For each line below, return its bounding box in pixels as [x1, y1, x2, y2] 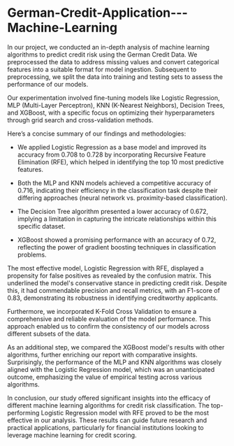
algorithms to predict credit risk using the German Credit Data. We [7, 50, 198, 59]
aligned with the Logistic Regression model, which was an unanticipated [7, 365, 215, 373]
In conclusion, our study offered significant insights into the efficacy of [7, 394, 211, 402]
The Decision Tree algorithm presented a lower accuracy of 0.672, [17, 207, 209, 215]
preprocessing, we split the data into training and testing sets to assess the [7, 72, 224, 81]
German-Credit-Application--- [7, 5, 189, 21]
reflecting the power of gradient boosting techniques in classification [17, 243, 217, 251]
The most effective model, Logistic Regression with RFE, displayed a [7, 264, 204, 272]
